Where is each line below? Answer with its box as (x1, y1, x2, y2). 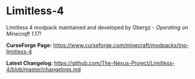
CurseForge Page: (6, 42, 52, 49)
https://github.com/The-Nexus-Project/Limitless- (54, 59, 175, 67)
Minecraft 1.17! (6, 30, 42, 37)
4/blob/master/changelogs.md (6, 65, 81, 72)
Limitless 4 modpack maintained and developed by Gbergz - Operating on (6, 24, 189, 31)
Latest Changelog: (6, 59, 53, 67)
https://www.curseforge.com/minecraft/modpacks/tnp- (53, 42, 190, 49)
